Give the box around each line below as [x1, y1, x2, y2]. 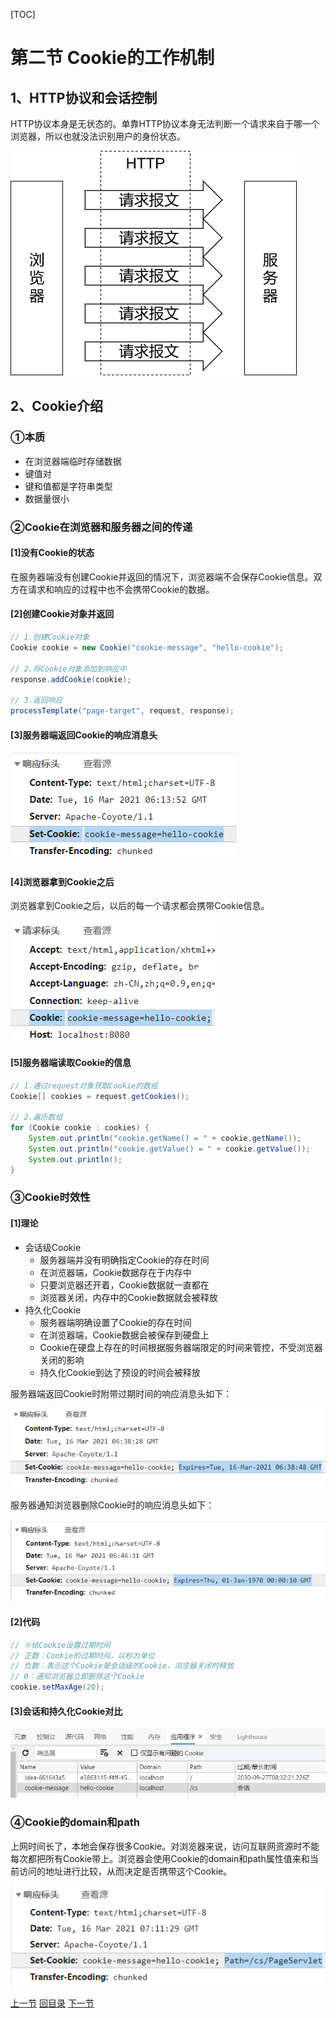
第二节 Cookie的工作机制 [10, 47, 215, 69]
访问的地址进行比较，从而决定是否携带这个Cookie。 [18, 1865, 233, 1877]
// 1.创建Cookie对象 [10, 632, 90, 643]
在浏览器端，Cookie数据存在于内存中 [39, 1266, 192, 1278]
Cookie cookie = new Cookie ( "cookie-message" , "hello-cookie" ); [10, 642, 284, 653]
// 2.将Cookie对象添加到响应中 [10, 664, 127, 674]
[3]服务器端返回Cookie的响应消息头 [10, 729, 158, 741]
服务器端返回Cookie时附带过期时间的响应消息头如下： [10, 1387, 233, 1399]
